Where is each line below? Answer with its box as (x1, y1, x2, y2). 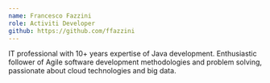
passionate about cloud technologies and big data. (8, 66, 177, 76)
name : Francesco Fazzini (8, 11, 92, 20)
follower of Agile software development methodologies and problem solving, (8, 57, 263, 67)
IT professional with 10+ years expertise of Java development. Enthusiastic (8, 49, 258, 59)
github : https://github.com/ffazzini (8, 27, 135, 35)
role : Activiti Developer (8, 19, 95, 27)
